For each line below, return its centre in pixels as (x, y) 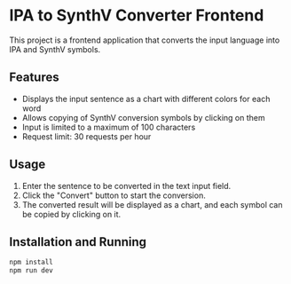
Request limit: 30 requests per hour (87, 136)
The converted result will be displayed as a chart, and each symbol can (152, 204)
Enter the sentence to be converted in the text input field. (126, 185)
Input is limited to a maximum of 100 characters (109, 127)
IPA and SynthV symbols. (55, 49)
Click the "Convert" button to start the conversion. (114, 195)
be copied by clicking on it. (71, 214)
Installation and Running (78, 242)
